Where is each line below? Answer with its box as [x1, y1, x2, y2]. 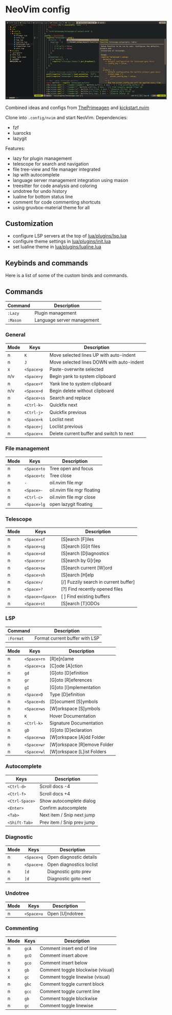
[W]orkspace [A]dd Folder [49, 734, 105, 740]
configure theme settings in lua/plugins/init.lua [12, 238, 111, 245]
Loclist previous [49, 423, 83, 430]
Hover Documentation [49, 713, 96, 719]
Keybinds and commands [5, 259, 89, 267]
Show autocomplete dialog [39, 797, 96, 804]
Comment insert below [39, 959, 88, 966]
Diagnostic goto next [47, 876, 91, 882]
